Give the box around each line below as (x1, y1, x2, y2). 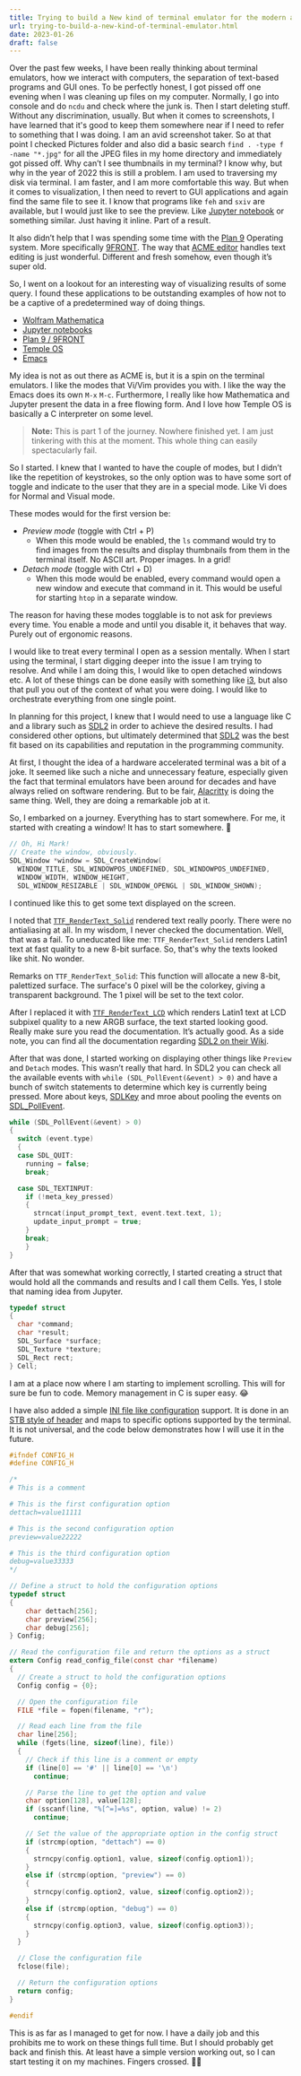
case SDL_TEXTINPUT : (17, 1184, 94, 1193)
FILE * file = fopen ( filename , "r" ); (17, 1706, 154, 1715)
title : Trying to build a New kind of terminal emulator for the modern (9, 13, 287, 22)
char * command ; (17, 1320, 74, 1329)
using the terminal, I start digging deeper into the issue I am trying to (9, 656, 262, 666)
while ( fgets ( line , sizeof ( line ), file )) (17, 1739, 175, 1748)
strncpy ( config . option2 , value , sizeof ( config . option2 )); (32, 1888, 254, 1897)
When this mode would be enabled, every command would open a (35, 573, 280, 584)
